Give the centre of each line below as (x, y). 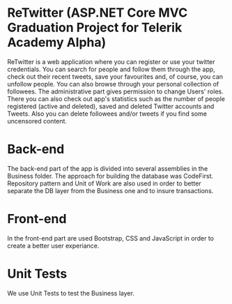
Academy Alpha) (57, 43)
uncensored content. (37, 121)
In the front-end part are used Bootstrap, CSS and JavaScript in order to (111, 238)
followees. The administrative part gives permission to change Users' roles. (116, 91)
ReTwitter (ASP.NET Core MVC (98, 13)
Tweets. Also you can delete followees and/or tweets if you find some (107, 114)
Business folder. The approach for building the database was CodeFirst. (110, 176)
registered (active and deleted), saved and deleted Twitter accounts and (111, 106)
